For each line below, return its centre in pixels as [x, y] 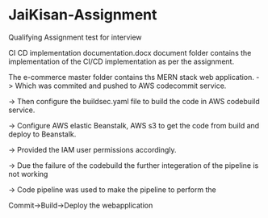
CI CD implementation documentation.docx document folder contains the [130, 52]
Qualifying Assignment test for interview [75, 37]
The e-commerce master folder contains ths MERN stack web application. [131, 77]
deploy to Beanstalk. [42, 134]
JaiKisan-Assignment [83, 15]
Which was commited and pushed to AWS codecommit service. [121, 86]
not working [28, 174]
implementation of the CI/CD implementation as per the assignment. [121, 61]
